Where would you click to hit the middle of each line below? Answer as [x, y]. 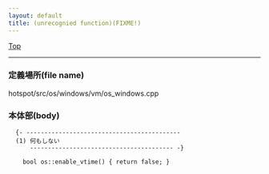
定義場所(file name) [46, 75]
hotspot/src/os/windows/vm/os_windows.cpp [84, 93]
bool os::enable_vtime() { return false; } [96, 162]
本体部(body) [34, 115]
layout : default [35, 16]
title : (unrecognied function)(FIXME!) [75, 23]
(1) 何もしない [38, 141]
